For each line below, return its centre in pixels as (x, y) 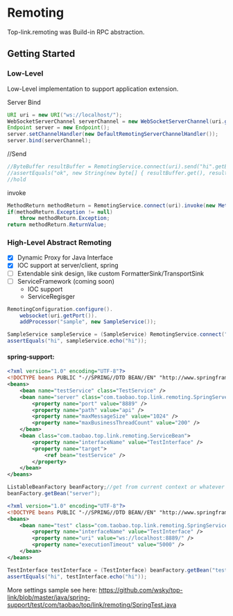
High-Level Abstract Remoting (60, 243)
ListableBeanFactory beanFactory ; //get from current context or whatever (116, 487)
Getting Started (41, 54)
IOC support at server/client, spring (68, 266)
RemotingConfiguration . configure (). (60, 309)
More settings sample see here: (52, 590)
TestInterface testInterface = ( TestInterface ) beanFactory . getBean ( (110, 570)
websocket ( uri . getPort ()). (59, 316)
